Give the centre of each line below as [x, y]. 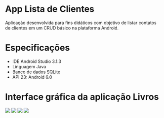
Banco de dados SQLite [36, 72]
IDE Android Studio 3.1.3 [37, 61]
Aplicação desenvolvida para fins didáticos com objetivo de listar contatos [81, 23]
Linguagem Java [29, 66]
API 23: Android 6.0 [32, 77]
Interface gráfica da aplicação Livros [82, 97]
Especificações [38, 48]
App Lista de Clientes [50, 9]
